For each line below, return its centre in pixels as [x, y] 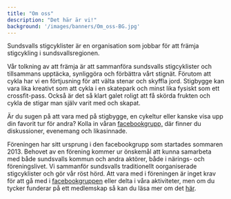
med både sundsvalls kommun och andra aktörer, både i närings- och [106, 159]
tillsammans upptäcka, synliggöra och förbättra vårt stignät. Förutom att [109, 74]
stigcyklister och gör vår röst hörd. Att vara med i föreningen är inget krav [111, 174]
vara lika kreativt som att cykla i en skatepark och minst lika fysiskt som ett [113, 88]
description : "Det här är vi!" [52, 20]
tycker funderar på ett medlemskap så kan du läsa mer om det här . [102, 188]
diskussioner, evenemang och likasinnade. [67, 131]
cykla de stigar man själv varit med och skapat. [74, 103]
